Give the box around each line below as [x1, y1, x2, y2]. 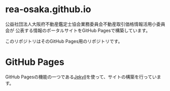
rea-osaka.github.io [5, 4, 91, 15]
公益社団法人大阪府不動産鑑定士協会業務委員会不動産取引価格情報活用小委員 [5, 21, 165, 27]
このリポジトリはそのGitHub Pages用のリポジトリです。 [5, 38, 123, 44]
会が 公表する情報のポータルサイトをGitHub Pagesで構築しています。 [5, 27, 151, 34]
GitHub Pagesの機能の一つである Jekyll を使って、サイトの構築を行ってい [5, 74, 157, 80]
